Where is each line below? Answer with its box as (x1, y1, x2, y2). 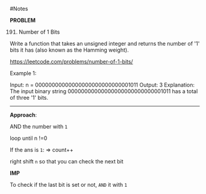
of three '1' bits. (10, 94, 49, 101)
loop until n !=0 (10, 135, 48, 142)
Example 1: (10, 70, 37, 77)
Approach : (10, 111, 37, 118)
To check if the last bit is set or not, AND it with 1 (10, 181, 128, 188)
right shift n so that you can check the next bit (10, 158, 124, 165)
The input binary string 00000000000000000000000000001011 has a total (10, 88, 198, 95)
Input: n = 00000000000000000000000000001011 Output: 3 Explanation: (10, 81, 195, 88)
